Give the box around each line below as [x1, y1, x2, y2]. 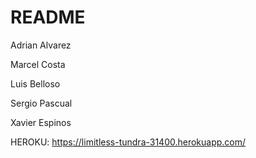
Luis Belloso [10, 77, 61, 90]
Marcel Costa [10, 58, 66, 70]
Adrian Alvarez [10, 39, 72, 51]
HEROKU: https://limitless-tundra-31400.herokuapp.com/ [10, 136, 247, 148]
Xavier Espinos [10, 116, 72, 128]
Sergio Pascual [10, 97, 73, 109]
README [10, 6, 86, 29]
